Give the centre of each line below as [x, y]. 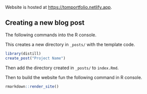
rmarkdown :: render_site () [32, 87]
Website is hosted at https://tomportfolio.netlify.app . [59, 7]
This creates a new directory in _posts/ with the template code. [70, 44]
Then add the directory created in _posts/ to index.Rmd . [62, 68]
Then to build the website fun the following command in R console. [74, 77]
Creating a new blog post [45, 23]
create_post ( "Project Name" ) [35, 58]
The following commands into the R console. [51, 35]
